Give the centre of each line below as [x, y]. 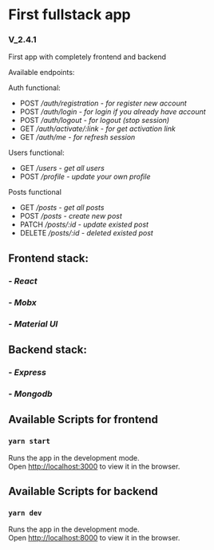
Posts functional [35, 192]
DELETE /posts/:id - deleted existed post [86, 233]
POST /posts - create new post [71, 216]
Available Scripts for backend [83, 491]
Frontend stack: [49, 258]
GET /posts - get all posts [62, 208]
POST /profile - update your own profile [85, 176]
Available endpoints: [42, 73]
